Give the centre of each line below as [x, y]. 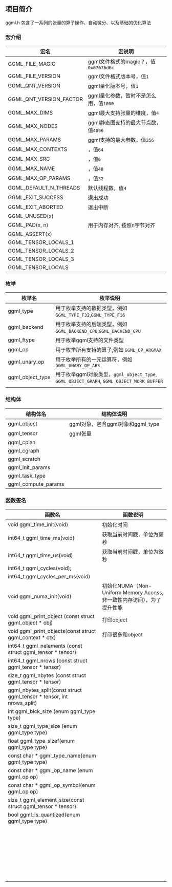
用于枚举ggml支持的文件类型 [90, 341]
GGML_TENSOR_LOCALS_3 [41, 259]
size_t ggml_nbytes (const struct [47, 675]
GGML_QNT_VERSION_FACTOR [45, 99]
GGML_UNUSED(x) [31, 216]
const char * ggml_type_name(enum [52, 756]
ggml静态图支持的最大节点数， [125, 123]
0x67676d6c [101, 68]
